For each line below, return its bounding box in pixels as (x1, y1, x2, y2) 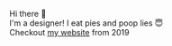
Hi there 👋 (9, 9, 47, 19)
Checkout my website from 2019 (9, 27, 130, 37)
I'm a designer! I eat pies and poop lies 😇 (9, 18, 164, 28)
